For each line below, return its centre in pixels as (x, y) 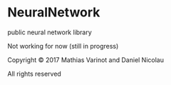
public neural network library (50, 32)
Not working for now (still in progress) (63, 46)
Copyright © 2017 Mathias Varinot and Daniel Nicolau (85, 60)
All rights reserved (35, 74)
